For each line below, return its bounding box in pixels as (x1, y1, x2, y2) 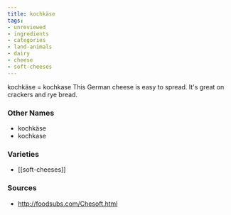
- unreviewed (7, 23, 46, 31)
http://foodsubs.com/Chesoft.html (17, 199, 118, 208)
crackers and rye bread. (7, 90, 78, 99)
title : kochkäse (7, 10, 55, 18)
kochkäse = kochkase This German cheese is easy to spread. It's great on (7, 82, 225, 91)
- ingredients (7, 30, 50, 38)
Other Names (7, 108, 55, 118)
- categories (7, 37, 46, 44)
